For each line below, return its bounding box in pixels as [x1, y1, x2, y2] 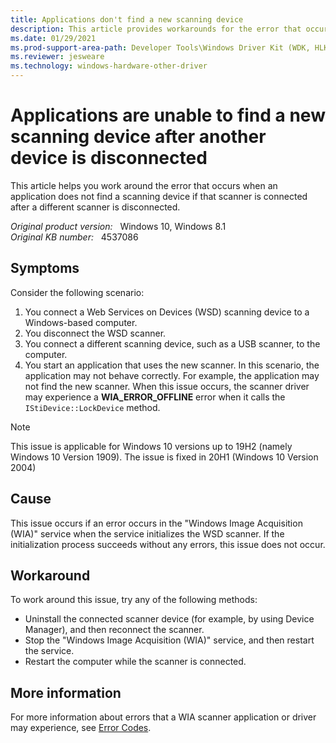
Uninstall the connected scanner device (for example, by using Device [24, 613, 315, 625]
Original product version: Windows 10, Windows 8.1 [10, 220, 227, 232]
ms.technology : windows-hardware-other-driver [10, 61, 208, 71]
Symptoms [10, 260, 80, 277]
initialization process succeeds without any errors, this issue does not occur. [10, 538, 326, 550]
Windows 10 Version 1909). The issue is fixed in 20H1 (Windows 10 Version [10, 451, 319, 463]
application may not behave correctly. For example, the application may [24, 369, 320, 381]
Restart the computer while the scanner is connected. [24, 656, 247, 668]
